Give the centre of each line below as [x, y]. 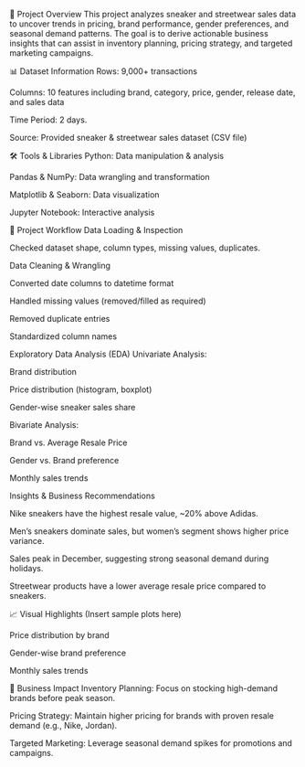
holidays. [26, 568]
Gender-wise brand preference [68, 653]
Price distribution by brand [59, 635]
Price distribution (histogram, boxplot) [81, 389]
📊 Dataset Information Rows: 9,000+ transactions [104, 71]
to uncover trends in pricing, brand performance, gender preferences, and [149, 24]
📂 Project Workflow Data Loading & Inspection [96, 230]
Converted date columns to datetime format [92, 283]
